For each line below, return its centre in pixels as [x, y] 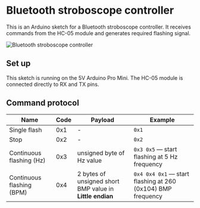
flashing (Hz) [27, 160]
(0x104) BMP [153, 188]
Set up [18, 63]
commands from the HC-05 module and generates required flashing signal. [99, 33]
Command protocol [43, 103]
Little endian [95, 196]
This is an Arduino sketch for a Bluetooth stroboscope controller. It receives [99, 27]
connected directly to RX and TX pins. [53, 84]
